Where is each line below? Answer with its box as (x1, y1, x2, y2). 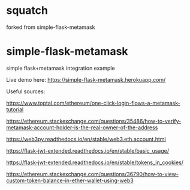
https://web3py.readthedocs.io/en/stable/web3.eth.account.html (6, 135, 166, 142)
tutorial (6, 106, 24, 113)
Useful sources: (6, 88, 46, 95)
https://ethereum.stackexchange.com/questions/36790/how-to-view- (6, 170, 179, 177)
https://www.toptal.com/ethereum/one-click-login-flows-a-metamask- (6, 99, 181, 106)
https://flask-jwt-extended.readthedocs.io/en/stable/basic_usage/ (6, 147, 170, 154)
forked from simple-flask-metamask (6, 23, 95, 31)
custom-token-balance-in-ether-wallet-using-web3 (6, 177, 134, 184)
